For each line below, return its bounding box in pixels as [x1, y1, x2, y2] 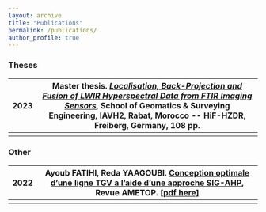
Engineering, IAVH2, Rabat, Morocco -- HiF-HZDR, [48, 110, 246, 121]
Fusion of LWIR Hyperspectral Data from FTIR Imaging [42, 90, 253, 101]
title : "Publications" [8, 19, 83, 27]
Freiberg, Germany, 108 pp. [94, 119, 200, 131]
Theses [8, 60, 38, 71]
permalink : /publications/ [8, 26, 97, 34]
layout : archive [8, 11, 62, 20]
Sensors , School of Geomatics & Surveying [64, 100, 230, 111]
